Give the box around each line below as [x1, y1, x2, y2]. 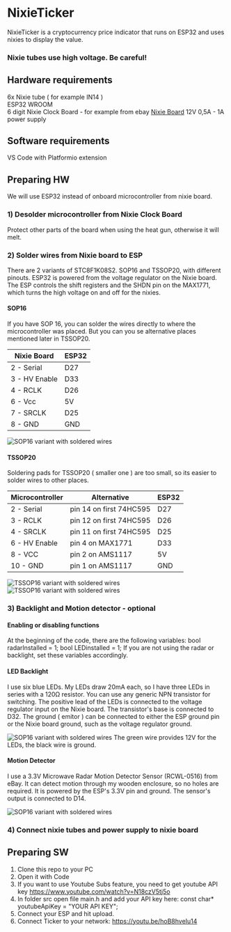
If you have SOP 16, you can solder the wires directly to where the [7, 320, 196, 328]
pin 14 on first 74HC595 [70, 504, 151, 514]
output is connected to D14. [7, 794, 86, 802]
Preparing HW [7, 173, 70, 185]
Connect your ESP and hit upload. [17, 909, 115, 917]
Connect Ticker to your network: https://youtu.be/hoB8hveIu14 [17, 917, 198, 925]
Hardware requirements [7, 75, 113, 86]
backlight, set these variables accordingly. [7, 651, 129, 660]
